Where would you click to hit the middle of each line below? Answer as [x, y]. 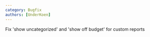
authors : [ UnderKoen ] [28, 15]
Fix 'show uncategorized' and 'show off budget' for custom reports [75, 29]
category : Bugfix [23, 10]
